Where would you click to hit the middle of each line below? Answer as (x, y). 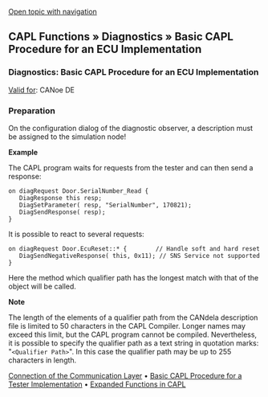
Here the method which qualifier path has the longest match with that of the (134, 277)
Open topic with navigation (53, 12)
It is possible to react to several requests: (76, 234)
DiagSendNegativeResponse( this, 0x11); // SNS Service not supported (140, 256)
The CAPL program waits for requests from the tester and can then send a (131, 167)
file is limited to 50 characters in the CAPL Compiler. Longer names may (127, 325)
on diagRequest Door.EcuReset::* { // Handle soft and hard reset (134, 248)
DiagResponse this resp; (61, 198)
